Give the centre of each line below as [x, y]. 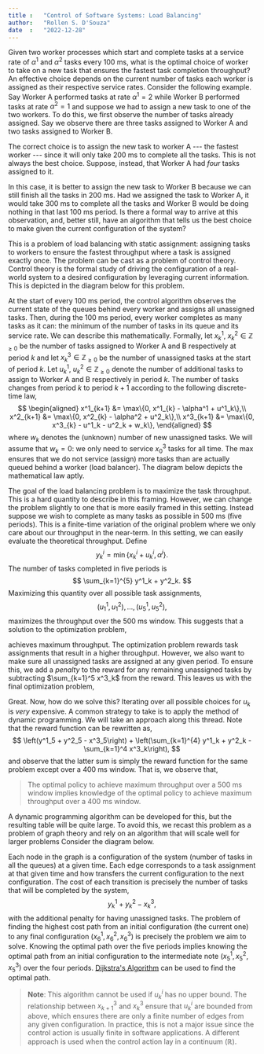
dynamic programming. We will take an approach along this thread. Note [125, 720]
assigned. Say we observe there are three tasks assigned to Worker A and [128, 123]
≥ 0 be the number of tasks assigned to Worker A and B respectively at [122, 347]
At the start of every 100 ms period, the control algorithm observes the [122, 301]
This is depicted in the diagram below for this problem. [96, 286]
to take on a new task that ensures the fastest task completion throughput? [129, 71]
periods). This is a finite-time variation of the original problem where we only [132, 524]
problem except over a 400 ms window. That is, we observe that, [113, 769]
